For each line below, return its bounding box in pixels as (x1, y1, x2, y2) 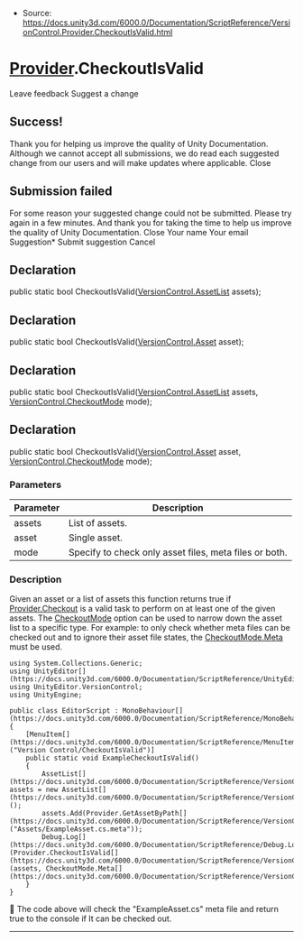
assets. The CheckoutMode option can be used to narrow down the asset (9, 613, 282, 623)
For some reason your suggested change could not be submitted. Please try (9, 208, 292, 218)
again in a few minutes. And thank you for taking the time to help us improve (9, 217, 292, 228)
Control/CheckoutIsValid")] (49, 746, 155, 755)
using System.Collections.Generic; (9, 659, 143, 669)
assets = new (9, 785, 59, 795)
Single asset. (68, 531, 124, 544)
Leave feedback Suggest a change (9, 88, 139, 98)
